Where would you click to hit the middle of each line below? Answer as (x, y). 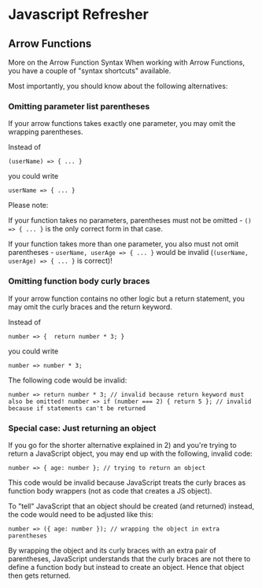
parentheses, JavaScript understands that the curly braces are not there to (129, 558)
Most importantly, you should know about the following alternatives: (118, 86)
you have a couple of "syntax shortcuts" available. (90, 71)
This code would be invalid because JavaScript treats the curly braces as (127, 483)
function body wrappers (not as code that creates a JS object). (110, 490)
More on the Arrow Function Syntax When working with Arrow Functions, (127, 62)
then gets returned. (39, 575)
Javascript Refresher (79, 15)
